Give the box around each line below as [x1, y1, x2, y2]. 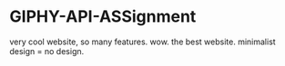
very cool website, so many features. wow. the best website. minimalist [9, 36, 276, 47]
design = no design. [9, 45, 85, 56]
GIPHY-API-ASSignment [9, 6, 197, 27]
